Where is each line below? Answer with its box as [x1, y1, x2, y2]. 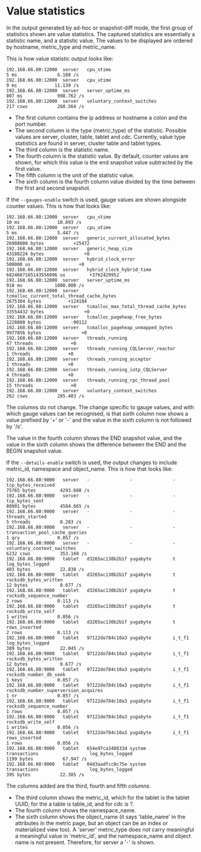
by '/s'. [6, 422, 23, 430]
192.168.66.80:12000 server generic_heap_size [6, 245, 133, 252]
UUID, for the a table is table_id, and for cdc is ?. [14, 800, 135, 807]
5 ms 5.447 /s [6, 230, 79, 236]
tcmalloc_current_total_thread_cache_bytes [6, 293, 117, 299]
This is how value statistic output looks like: [6, 55, 114, 62]
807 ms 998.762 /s [6, 93, 85, 99]
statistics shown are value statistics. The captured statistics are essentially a [6, 30, 195, 37]
